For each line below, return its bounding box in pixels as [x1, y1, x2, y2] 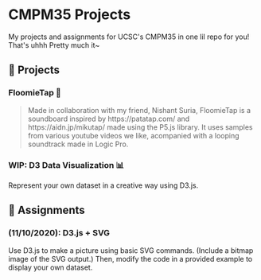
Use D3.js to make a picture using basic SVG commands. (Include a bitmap [8, 245, 254, 255]
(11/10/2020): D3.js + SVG [8, 227, 110, 239]
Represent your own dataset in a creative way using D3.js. [8, 181, 199, 190]
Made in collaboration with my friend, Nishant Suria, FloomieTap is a [27, 105, 251, 115]
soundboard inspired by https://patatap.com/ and [27, 114, 190, 123]
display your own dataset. [8, 262, 93, 272]
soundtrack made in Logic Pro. [27, 139, 129, 149]
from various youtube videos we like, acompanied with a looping [27, 130, 240, 140]
